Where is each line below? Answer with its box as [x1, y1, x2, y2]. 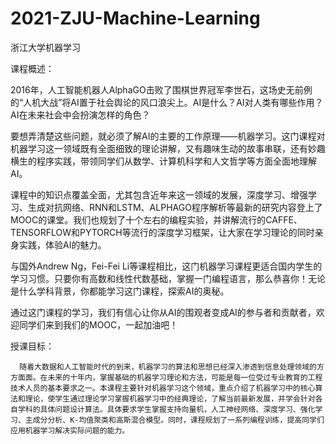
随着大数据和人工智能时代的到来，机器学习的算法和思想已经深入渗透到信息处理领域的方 [19, 362, 325, 372]
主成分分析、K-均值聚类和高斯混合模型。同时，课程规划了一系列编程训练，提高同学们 [24, 415, 325, 425]
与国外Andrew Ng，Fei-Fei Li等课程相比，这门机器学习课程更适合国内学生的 [10, 260, 323, 272]
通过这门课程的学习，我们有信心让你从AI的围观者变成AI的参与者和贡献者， [10, 306, 317, 318]
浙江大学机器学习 [10, 41, 81, 53]
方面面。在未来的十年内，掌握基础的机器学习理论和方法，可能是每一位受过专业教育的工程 [10, 372, 323, 382]
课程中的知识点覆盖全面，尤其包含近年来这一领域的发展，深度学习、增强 [10, 188, 308, 201]
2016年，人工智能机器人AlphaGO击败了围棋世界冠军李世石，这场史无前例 [10, 83, 313, 96]
